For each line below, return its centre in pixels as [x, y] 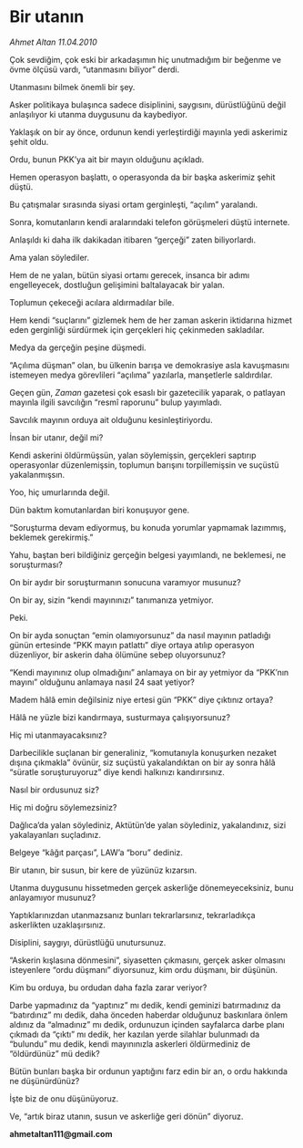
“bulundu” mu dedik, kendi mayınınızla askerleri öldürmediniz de [130, 1044]
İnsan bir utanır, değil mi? [56, 437]
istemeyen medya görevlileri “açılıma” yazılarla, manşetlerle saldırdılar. [141, 375]
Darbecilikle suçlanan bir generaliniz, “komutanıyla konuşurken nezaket [143, 752]
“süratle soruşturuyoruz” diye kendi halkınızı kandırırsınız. [117, 771]
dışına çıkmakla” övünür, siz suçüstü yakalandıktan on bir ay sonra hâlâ [142, 762]
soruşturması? [36, 564]
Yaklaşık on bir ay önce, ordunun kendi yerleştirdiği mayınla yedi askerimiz [149, 132]
